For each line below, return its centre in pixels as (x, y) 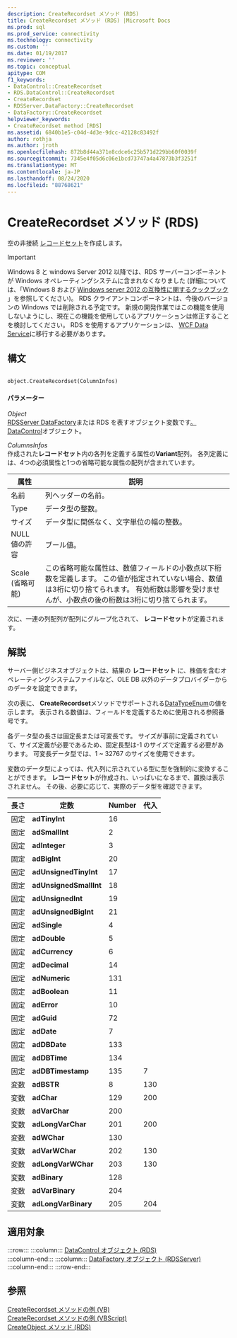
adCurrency (53, 951)
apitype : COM (26, 73)
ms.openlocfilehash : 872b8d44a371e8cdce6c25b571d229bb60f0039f (102, 152)
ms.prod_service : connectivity (53, 34)
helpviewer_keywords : (39, 119)
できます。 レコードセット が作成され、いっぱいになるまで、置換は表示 (122, 778)
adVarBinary (54, 1191)
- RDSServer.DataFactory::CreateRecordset (71, 106)
